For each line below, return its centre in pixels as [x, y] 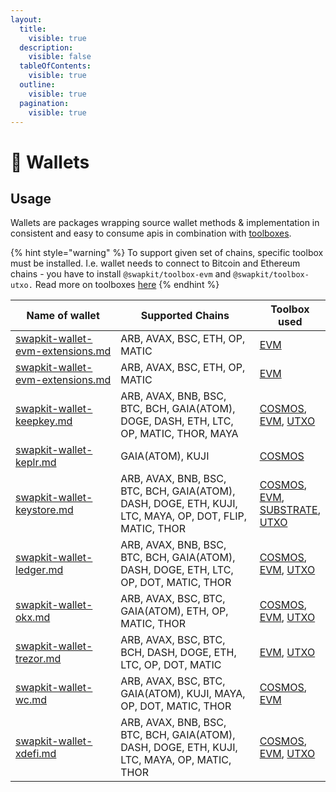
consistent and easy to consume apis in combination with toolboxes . [151, 233]
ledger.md [39, 570]
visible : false [60, 57]
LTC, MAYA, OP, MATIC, [176, 760]
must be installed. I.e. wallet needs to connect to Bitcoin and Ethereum [155, 263]
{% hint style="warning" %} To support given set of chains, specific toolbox [167, 253]
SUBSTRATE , [290, 510]
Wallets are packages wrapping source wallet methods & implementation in [165, 223]
